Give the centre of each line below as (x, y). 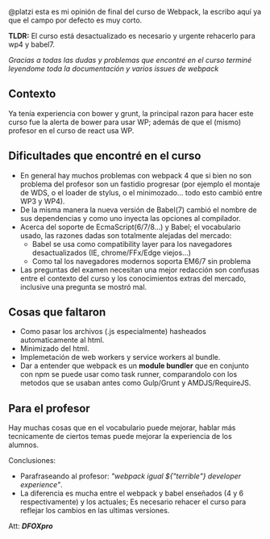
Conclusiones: (32, 461)
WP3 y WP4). (42, 201)
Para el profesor (49, 408)
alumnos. (23, 445)
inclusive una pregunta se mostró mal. (83, 286)
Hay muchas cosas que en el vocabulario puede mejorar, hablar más (122, 428)
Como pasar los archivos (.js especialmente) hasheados (113, 332)
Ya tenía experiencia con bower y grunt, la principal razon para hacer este (131, 113)
